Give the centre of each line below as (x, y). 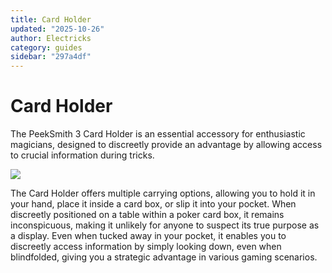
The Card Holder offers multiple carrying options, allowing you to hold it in (163, 193)
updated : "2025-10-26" (57, 29)
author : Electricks (51, 38)
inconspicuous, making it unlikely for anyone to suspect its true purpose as (165, 225)
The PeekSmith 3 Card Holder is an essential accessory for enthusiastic (158, 134)
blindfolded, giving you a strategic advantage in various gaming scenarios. (164, 257)
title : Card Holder (51, 19)
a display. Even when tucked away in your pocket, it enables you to (148, 236)
